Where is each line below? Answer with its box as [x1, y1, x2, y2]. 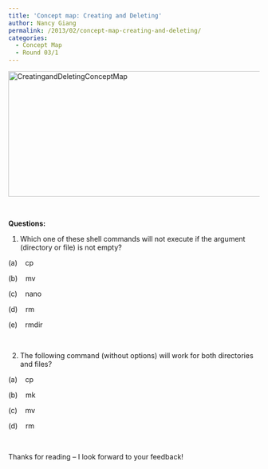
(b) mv [8, 274, 36, 283]
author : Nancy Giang [8, 19, 77, 27]
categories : [8, 33, 48, 42]
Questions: [8, 219, 46, 228]
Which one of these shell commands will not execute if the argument [19, 235, 246, 243]
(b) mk [8, 390, 36, 400]
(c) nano [8, 289, 42, 298]
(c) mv [8, 406, 36, 415]
